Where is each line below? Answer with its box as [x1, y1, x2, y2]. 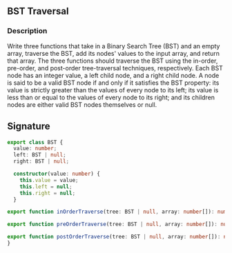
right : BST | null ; [13, 158, 70, 165]
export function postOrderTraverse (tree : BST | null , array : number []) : [7, 234, 221, 241]
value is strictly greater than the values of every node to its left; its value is [7, 85, 219, 94]
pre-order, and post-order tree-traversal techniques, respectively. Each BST [7, 63, 223, 72]
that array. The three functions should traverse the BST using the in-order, [7, 57, 218, 65]
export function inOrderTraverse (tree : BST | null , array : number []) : [7, 208, 215, 216]
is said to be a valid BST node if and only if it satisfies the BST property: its [7, 79, 220, 87]
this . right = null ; [19, 190, 76, 196]
